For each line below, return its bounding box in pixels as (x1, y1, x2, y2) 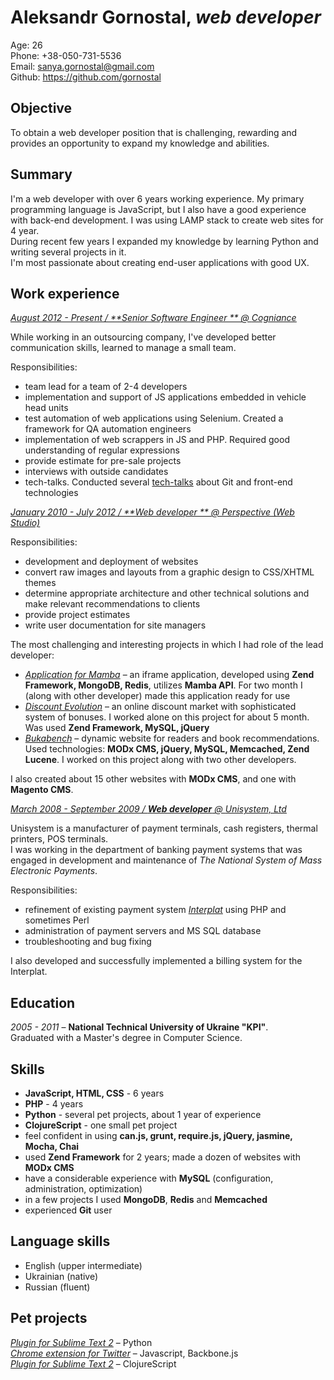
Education (10, 994, 76, 1011)
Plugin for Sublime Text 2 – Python (10, 1336, 153, 1348)
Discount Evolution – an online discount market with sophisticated (24, 701, 297, 713)
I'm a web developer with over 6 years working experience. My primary (10, 192, 305, 205)
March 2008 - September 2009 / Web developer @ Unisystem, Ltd (10, 803, 287, 815)
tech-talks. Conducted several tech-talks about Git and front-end (24, 476, 293, 488)
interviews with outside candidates (24, 466, 169, 478)
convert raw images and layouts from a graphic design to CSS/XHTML (24, 566, 315, 578)
